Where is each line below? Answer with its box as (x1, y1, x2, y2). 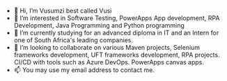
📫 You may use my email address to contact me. (13, 66, 155, 74)
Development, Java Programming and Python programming (13, 21, 185, 29)
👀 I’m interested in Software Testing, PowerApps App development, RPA (13, 14, 220, 22)
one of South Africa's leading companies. (13, 36, 134, 44)
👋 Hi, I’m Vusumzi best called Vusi (13, 7, 112, 15)
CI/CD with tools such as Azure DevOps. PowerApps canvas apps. (13, 58, 204, 66)
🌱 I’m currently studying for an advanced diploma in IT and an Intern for (13, 28, 219, 37)
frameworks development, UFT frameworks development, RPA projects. (13, 51, 221, 59)
